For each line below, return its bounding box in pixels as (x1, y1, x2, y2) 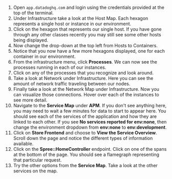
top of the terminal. (13, 10, 54, 16)
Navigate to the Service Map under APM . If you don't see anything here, (13, 103, 167, 108)
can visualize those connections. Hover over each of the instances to (13, 92, 159, 97)
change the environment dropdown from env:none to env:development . (13, 124, 167, 130)
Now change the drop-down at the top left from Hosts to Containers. (13, 43, 158, 48)
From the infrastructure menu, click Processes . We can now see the (13, 59, 158, 65)
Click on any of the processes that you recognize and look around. (13, 70, 154, 76)
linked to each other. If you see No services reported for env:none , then (13, 119, 167, 125)
